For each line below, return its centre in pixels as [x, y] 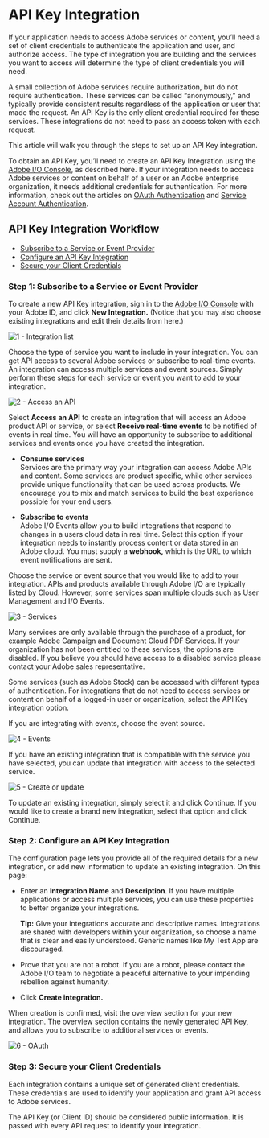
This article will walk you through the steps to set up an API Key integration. [133, 145]
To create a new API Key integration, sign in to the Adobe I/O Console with [131, 304]
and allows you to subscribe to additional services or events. [108, 1030]
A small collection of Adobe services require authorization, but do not [123, 87]
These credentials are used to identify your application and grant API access [135, 1093]
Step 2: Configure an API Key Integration [89, 840]
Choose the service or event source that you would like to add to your [124, 575]
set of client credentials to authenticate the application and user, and [122, 45]
